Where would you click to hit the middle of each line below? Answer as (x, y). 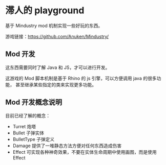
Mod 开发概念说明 (34, 102)
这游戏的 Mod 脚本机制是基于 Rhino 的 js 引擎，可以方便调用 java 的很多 (81, 78)
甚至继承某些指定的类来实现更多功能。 (56, 84)
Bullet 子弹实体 (28, 133)
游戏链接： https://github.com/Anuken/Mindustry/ (57, 36)
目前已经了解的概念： (28, 115)
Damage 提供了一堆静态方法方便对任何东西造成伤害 (67, 146)
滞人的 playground (45, 10)
